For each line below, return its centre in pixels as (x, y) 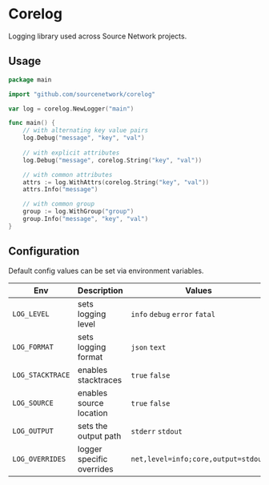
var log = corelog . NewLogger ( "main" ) (71, 109)
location (92, 413)
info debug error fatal (173, 314)
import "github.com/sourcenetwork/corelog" (82, 94)
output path (99, 435)
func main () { (32, 123)
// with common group (58, 204)
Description (100, 291)
